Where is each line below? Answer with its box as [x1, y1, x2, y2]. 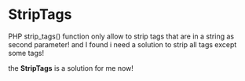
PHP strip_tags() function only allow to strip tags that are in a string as [8, 31, 234, 41]
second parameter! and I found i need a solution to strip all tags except [8, 39, 237, 49]
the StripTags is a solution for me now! [8, 63, 133, 72]
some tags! [8, 48, 45, 57]
